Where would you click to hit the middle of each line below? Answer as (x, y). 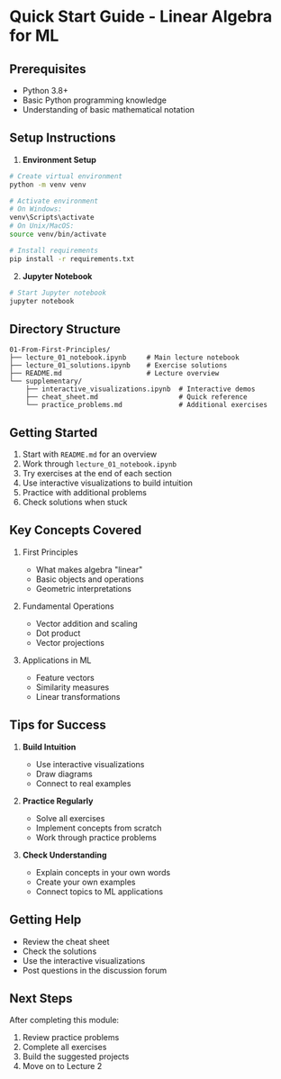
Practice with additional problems (84, 493)
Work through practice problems (96, 837)
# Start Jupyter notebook (58, 293)
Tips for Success (58, 725)
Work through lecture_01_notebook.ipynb (100, 464)
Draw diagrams (64, 774)
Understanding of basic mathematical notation (109, 109)
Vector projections (70, 642)
